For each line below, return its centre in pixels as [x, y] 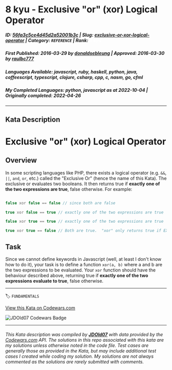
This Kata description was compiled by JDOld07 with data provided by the [84, 334]
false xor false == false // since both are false [60, 203]
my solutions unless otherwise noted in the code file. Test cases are [77, 345]
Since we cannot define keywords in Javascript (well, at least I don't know [83, 259]
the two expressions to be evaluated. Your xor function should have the [81, 270]
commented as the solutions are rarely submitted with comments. [75, 362]
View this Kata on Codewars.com [40, 308]
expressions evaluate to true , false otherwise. [55, 281]
